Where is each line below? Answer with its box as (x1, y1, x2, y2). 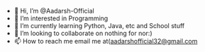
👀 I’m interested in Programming (13, 14, 109, 22)
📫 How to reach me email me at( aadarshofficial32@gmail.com (13, 37, 198, 45)
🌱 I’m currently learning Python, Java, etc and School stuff (13, 22, 185, 30)
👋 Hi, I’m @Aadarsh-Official (13, 7, 94, 15)
